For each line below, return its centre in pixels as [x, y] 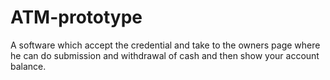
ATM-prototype [76, 17]
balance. [28, 66]
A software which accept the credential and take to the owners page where [165, 45]
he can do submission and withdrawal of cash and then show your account [165, 55]
